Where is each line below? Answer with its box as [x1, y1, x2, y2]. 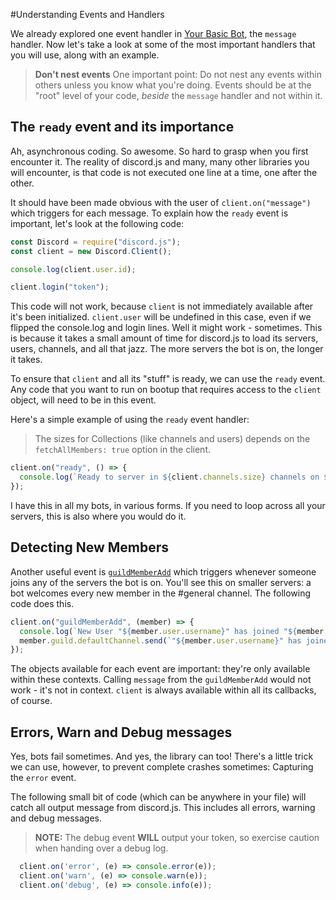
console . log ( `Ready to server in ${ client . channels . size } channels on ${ [19, 472, 333, 483]
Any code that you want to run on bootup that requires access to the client [10, 384, 322, 396]
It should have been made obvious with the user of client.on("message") [10, 196, 312, 208]
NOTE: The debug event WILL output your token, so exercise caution [34, 832, 320, 844]
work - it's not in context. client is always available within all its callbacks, [10, 684, 317, 696]
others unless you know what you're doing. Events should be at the [34, 79, 312, 91]
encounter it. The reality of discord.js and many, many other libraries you [10, 155, 310, 168]
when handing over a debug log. [34, 842, 169, 854]
